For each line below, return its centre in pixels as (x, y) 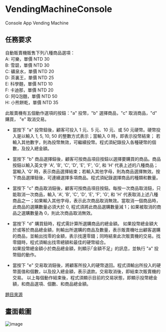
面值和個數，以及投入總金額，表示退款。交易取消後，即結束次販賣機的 (88, 271)
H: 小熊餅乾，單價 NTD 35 (32, 102)
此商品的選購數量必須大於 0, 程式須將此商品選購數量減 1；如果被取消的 (84, 207)
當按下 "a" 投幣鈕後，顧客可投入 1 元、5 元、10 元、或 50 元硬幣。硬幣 (84, 130)
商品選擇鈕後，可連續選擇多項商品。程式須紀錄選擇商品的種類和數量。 (88, 177)
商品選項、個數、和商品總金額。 (58, 284)
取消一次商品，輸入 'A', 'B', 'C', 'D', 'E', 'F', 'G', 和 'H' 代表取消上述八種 (87, 194)
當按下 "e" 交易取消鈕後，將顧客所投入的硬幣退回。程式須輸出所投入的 (84, 265)
